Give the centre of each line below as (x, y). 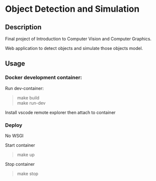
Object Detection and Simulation (72, 9)
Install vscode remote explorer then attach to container (60, 112)
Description (23, 27)
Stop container (20, 164)
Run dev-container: (24, 88)
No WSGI (14, 136)
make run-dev (31, 103)
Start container (20, 145)
